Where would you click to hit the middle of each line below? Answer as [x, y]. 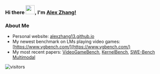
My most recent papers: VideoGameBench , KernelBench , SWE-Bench [83, 52]
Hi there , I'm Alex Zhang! [41, 12]
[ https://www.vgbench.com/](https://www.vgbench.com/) [71, 47]
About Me [17, 26]
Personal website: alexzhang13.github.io [53, 37]
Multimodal [24, 57]
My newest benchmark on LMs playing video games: [66, 41]
